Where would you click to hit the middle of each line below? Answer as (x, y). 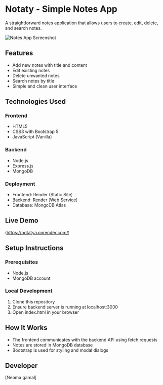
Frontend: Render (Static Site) (42, 195)
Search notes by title (33, 81)
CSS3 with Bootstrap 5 (35, 131)
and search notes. (23, 28)
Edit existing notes (31, 70)
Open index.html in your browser (45, 312)
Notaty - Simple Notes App (61, 9)
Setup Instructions (34, 248)
